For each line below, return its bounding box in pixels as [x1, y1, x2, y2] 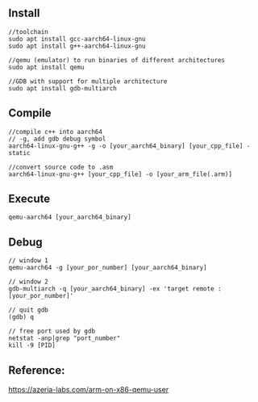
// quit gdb [8, 306, 48, 314]
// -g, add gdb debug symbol [8, 135, 106, 143]
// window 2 [8, 278, 48, 286]
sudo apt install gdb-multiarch [8, 84, 117, 92]
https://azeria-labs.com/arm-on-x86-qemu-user [8, 385, 169, 395]
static [8, 149, 31, 157]
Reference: [8, 363, 65, 377]
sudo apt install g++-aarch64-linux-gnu [8, 42, 147, 50]
